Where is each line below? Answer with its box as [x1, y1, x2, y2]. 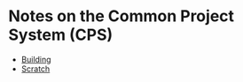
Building [20, 54, 51, 64]
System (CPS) [8, 25, 114, 45]
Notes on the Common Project [8, 6, 235, 26]
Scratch [20, 63, 51, 74]
